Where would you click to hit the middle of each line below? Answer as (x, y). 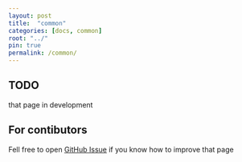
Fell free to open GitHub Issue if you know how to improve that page (121, 149)
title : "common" (37, 23)
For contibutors (48, 130)
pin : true (25, 46)
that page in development (51, 104)
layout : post (30, 16)
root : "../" (28, 38)
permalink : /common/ (43, 53)
